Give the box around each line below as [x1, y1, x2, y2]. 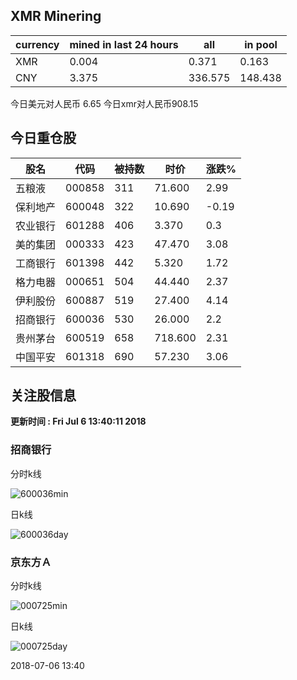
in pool [244, 37, 278, 51]
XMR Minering [10, 8, 102, 25]
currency [15, 37, 60, 51]
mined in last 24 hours [69, 37, 179, 51]
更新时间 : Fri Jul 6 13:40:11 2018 [10, 415, 147, 428]
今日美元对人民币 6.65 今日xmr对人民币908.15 [10, 97, 199, 109]
